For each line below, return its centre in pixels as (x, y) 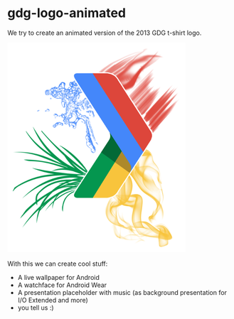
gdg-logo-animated (67, 13)
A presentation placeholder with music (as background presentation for (122, 292)
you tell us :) (36, 308)
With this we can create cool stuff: (58, 264)
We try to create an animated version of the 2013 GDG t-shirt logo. (105, 33)
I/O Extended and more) (53, 300)
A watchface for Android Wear (62, 285)
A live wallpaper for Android (58, 277)
